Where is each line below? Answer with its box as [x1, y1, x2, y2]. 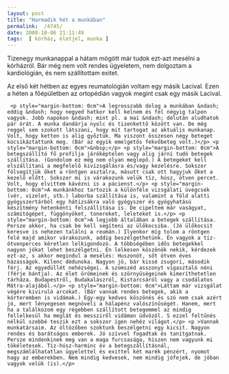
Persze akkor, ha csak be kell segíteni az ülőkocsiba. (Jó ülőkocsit [7, 223, 213, 229]
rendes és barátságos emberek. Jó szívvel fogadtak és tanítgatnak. [7, 330, 207, 338]
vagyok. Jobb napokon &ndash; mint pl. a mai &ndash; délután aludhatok [7, 114, 219, 122]
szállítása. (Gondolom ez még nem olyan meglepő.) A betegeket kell [7, 157, 207, 164]
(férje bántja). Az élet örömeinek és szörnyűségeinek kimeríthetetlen [7, 271, 216, 277]
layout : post [7, 10, 45, 17]
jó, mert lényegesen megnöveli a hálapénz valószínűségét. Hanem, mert [7, 301, 216, 308]
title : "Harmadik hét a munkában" [7, 16, 106, 23]
